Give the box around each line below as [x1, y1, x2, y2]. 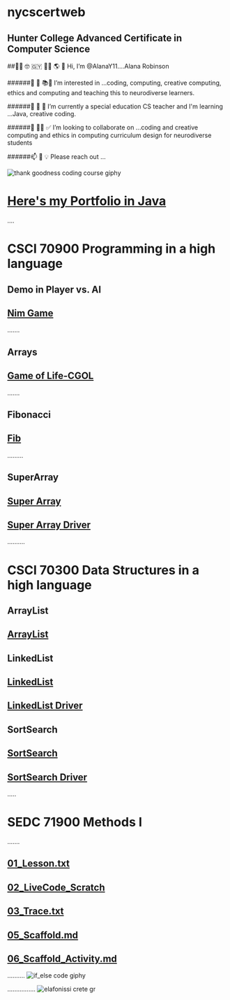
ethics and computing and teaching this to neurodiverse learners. [7, 89, 195, 97]
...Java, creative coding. [7, 110, 77, 118]
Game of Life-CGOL [7, 370, 94, 382]
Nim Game [7, 307, 54, 319]
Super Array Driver [7, 519, 91, 530]
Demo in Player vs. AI [7, 283, 102, 295]
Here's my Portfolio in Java [7, 193, 167, 209]
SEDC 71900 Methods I [7, 815, 143, 830]
